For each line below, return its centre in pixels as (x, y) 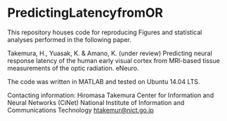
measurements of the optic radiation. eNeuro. (73, 68)
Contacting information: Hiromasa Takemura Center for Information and (111, 95)
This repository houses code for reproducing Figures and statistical (105, 32)
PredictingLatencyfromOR (85, 13)
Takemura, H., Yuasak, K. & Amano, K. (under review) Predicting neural (110, 53)
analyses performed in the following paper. (70, 39)
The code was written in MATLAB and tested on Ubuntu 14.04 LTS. (104, 81)
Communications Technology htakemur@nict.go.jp (81, 110)
